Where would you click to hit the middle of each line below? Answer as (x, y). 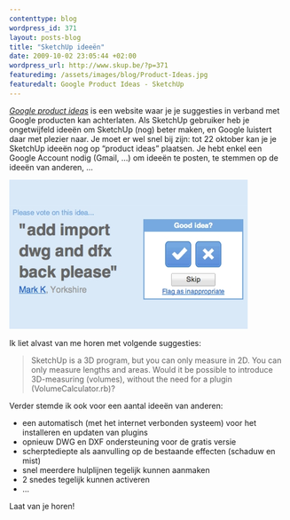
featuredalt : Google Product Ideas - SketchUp (97, 84)
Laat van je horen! (42, 506)
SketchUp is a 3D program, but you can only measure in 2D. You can (156, 360)
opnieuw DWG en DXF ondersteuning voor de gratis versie (129, 441)
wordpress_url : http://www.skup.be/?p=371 (89, 66)
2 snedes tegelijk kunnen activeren (86, 479)
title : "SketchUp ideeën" (57, 47)
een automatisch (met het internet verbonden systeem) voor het (139, 422)
